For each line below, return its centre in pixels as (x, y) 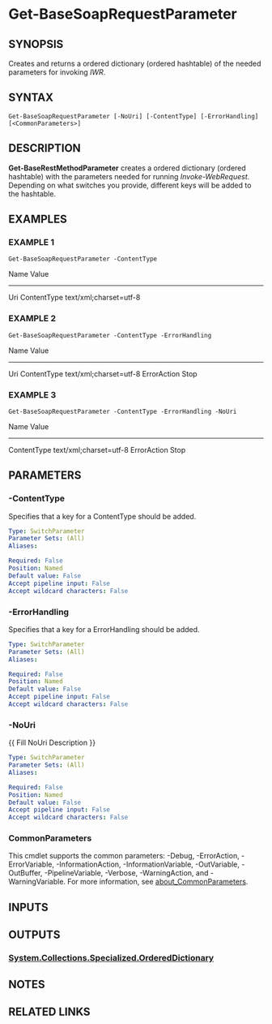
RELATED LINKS (49, 1011)
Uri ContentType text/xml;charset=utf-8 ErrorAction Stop (103, 373)
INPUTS (28, 907)
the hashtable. (32, 194)
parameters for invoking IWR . (57, 72)
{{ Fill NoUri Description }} (52, 742)
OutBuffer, (25, 873)
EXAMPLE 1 (32, 242)
